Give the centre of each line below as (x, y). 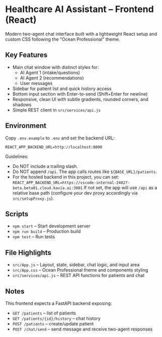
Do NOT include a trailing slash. (45, 166)
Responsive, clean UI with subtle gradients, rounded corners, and (80, 99)
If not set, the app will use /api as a (120, 188)
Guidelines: (17, 156)
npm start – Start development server (51, 226)
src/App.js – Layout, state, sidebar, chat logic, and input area (76, 265)
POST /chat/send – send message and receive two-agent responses (83, 329)
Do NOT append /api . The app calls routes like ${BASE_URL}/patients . (85, 172)
